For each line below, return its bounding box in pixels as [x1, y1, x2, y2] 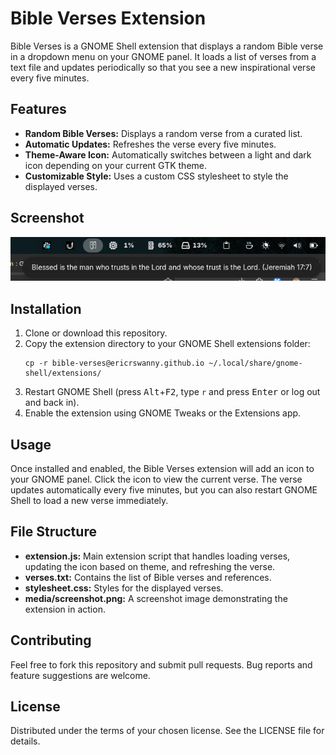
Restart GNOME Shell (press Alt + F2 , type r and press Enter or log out [24, 386, 321, 398]
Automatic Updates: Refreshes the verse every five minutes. [24, 138, 277, 150]
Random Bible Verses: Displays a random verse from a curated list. [24, 127, 303, 139]
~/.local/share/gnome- [208, 358, 303, 369]
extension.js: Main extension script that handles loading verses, [24, 550, 291, 562]
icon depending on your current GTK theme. [24, 159, 208, 171]
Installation [10, 300, 82, 317]
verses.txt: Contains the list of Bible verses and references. [24, 571, 272, 583]
